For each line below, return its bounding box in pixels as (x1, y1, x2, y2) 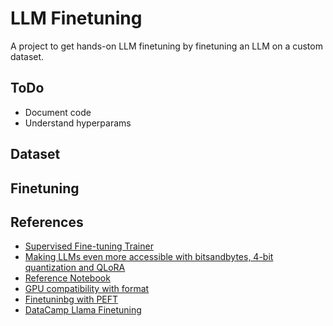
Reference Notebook (24, 272, 111, 284)
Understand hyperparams (24, 117, 132, 129)
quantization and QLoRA (24, 262, 126, 274)
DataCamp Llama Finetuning (24, 304, 142, 316)
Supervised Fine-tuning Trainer (24, 240, 154, 252)
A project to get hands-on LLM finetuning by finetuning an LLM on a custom (10, 40, 323, 52)
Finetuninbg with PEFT (24, 293, 119, 306)
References (10, 213, 84, 231)
